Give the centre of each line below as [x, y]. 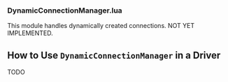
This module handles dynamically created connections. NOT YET [101, 26]
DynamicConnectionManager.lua [65, 11]
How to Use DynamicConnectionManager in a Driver [114, 55]
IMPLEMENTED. [30, 33]
